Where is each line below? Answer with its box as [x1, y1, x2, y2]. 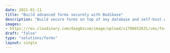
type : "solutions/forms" [5, 36, 58, 41]
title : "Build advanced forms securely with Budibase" [5, 12, 123, 17]
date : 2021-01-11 [5, 7, 42, 13]
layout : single [5, 40, 37, 45]
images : [5, 21, 22, 27]
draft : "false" [5, 31, 37, 36]
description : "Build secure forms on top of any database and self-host [5, 17, 162, 22]
